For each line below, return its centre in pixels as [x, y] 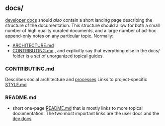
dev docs [22, 119]
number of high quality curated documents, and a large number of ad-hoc [81, 30]
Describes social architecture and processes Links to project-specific [76, 80]
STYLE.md [16, 85]
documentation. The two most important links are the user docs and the [86, 114]
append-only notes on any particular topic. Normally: [59, 36]
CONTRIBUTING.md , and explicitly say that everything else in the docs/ [86, 50]
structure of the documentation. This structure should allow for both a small [82, 25]
